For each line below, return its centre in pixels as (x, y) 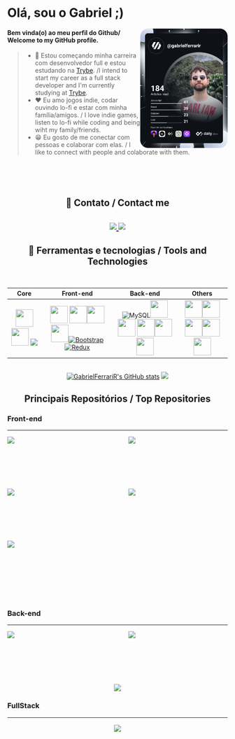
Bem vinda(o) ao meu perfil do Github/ (64, 32)
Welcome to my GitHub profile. (53, 40)
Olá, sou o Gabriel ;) (66, 13)
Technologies (117, 261)
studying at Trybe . (61, 93)
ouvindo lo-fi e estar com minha (81, 108)
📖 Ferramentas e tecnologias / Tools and (117, 250)
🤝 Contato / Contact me (117, 203)
